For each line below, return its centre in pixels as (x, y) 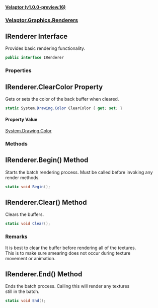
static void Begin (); (28, 187)
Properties (18, 70)
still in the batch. (22, 291)
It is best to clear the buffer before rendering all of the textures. (71, 248)
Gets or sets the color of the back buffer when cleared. (62, 99)
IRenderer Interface (36, 36)
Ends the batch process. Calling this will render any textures (67, 286)
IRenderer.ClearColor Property (54, 87)
